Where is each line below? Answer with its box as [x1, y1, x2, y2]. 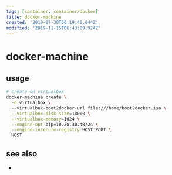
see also [6, 149, 38, 159]
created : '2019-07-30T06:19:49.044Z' [6, 19, 99, 25]
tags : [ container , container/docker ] [6, 8, 99, 15]
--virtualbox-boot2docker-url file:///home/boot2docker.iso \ [11, 105, 167, 111]
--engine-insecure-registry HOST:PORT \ [11, 127, 112, 133]
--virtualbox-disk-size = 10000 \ [11, 111, 91, 116]
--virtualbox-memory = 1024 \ [11, 116, 80, 122]
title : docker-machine [6, 14, 62, 20]
